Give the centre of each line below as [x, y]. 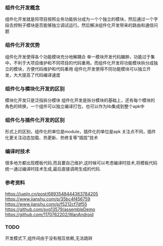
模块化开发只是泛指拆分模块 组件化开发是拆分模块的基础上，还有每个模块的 [80, 100]
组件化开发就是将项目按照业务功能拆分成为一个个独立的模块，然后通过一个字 [81, 19]
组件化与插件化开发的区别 [35, 120]
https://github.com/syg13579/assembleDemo [50, 209]
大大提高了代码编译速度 [37, 75]
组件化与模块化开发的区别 [35, 88]
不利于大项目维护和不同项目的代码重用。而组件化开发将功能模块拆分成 [83, 63]
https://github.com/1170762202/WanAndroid [49, 214]
